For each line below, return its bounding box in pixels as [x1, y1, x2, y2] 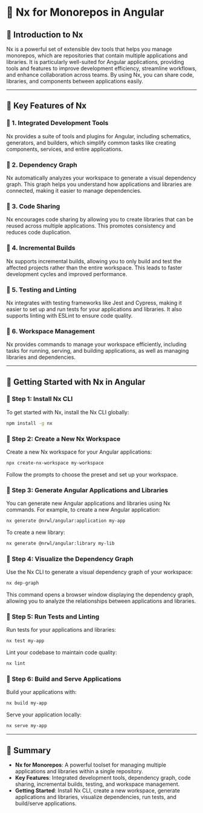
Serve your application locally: [6, 711, 82, 718]
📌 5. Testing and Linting [6, 285, 77, 294]
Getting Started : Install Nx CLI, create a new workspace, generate [14, 787, 180, 794]
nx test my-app [6, 638, 45, 644]
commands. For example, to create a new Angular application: [6, 506, 161, 513]
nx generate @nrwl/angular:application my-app [6, 518, 126, 524]
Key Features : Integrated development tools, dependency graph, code [14, 774, 192, 782]
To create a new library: [6, 529, 65, 536]
